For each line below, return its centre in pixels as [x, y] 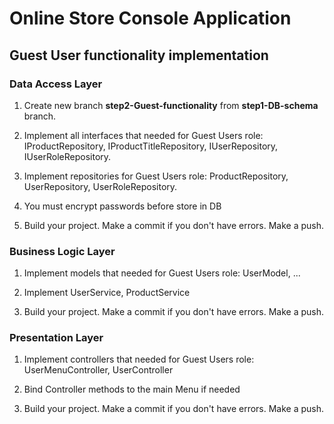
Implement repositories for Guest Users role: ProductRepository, [156, 176]
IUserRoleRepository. [67, 156]
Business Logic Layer [62, 251]
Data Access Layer [56, 84]
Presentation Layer [56, 338]
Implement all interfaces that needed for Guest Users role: [143, 135]
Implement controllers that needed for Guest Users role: [139, 359]
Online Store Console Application [150, 18]
